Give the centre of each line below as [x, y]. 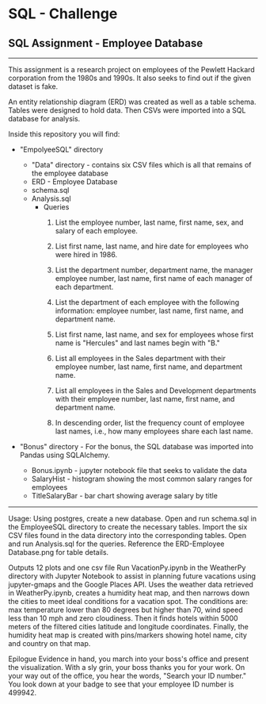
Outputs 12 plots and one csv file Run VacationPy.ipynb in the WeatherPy [127, 567]
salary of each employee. [97, 231]
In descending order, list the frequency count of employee [150, 423]
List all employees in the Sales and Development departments [156, 390]
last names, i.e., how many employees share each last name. [154, 431]
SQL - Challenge [63, 14]
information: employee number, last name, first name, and [149, 311]
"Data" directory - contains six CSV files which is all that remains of [141, 165]
